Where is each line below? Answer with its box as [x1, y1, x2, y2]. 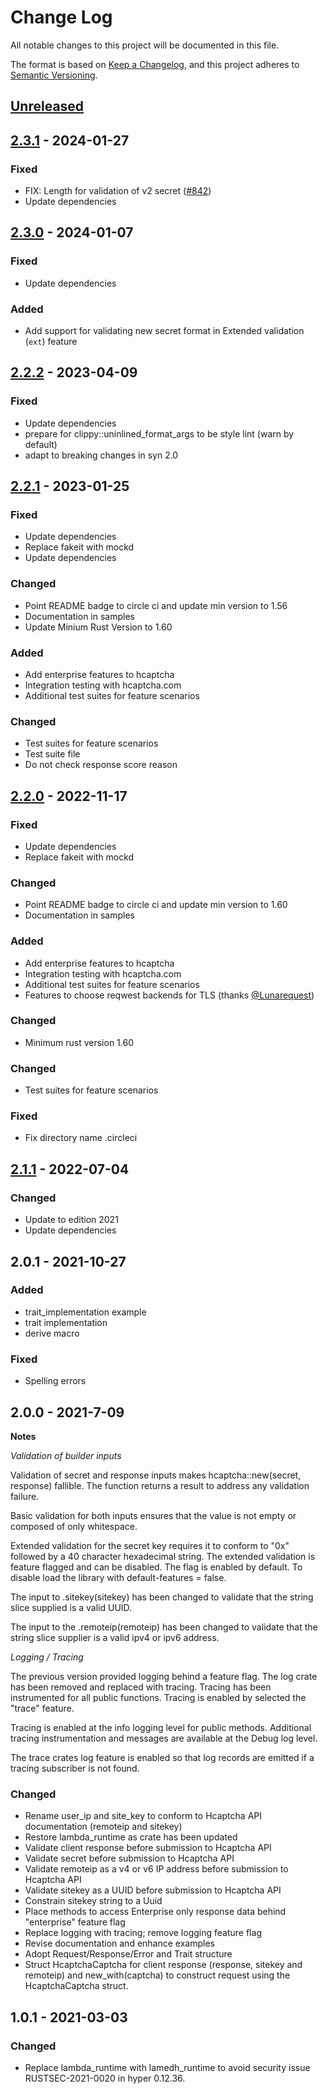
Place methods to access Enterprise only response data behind [24, 1906, 287, 1918]
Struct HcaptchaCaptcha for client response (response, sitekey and [24, 1959, 303, 1971]
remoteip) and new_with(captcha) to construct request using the [24, 1969, 291, 1981]
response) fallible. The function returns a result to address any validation [10, 1479, 310, 1491]
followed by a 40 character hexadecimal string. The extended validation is [10, 1550, 316, 1562]
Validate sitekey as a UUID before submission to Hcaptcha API [24, 1884, 282, 1896]
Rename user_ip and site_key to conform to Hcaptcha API [24, 1810, 262, 1822]
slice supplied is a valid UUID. [10, 1601, 133, 1613]
